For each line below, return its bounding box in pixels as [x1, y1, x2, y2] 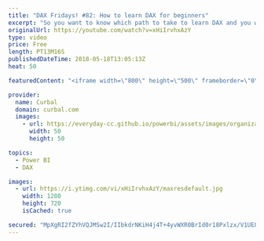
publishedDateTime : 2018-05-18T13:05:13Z [8, 56, 146, 64]
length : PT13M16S [8, 48, 65, 56]
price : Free [8, 41, 47, 49]
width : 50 [28, 127, 61, 136]
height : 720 [22, 199, 61, 208]
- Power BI [15, 156, 51, 164]
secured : [8, 221, 37, 228]
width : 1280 [22, 192, 61, 200]
